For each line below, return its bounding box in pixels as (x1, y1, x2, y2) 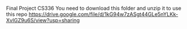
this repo (6, 11, 28, 18)
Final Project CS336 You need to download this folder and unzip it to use (6, 5, 182, 11)
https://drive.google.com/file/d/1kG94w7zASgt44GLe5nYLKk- (28, 11, 179, 18)
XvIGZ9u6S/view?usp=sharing (6, 17, 80, 23)
